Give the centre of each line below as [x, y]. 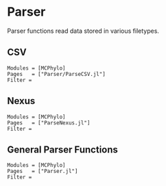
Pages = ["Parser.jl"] [43, 172]
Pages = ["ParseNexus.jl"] [49, 123]
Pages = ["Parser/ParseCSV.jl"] [57, 74]
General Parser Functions [63, 149]
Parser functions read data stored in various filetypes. [83, 31]
